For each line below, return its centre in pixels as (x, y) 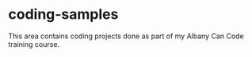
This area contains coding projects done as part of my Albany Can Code (126, 36)
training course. (34, 44)
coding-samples (63, 14)
